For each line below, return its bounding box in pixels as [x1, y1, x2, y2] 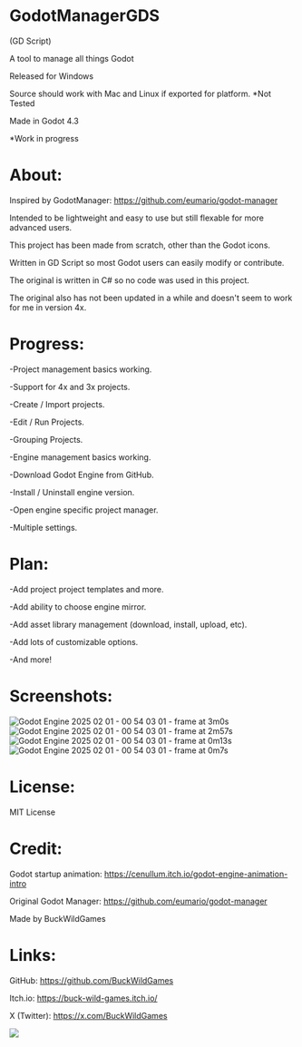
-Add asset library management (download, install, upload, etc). [9, 619, 248, 630]
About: [9, 165, 63, 186]
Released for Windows [9, 70, 93, 82]
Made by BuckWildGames [9, 913, 106, 924]
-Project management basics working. [9, 364, 152, 375]
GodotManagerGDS [9, 5, 161, 26]
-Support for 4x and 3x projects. [9, 381, 131, 392]
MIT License [9, 807, 56, 817]
